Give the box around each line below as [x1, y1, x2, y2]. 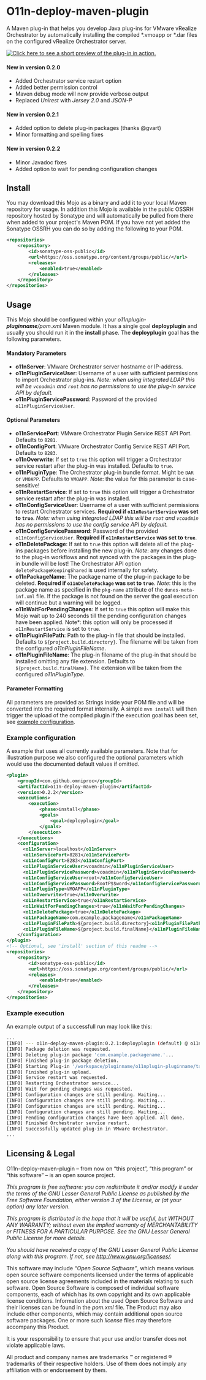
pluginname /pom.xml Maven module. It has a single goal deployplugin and [6, 322, 197, 330]
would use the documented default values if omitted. [6, 760, 140, 768]
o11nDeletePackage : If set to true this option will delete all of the [15, 541, 180, 548]
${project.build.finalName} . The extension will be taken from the [15, 664, 182, 672]
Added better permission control [15, 84, 98, 91]
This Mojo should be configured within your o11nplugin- [6, 316, 147, 323]
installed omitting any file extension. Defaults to [15, 658, 135, 665]
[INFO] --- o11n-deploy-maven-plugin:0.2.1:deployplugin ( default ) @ [6, 1040, 188, 1046]
